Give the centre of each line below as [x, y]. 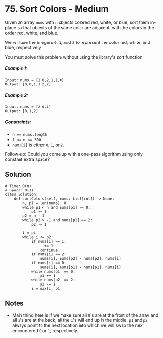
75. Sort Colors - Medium [57, 9]
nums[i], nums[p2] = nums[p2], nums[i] [80, 258]
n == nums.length [30, 135]
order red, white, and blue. [32, 33]
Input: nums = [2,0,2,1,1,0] [35, 80]
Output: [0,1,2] [21, 111]
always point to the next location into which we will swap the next [78, 325]
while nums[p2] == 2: [53, 280]
